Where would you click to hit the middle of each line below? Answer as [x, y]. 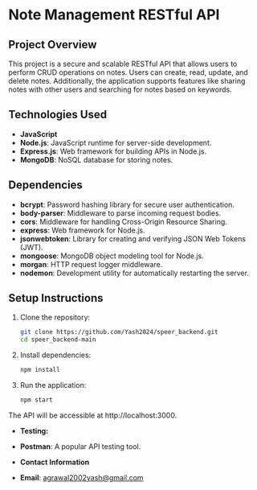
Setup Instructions [56, 298]
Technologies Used [57, 115]
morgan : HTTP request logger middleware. [91, 264]
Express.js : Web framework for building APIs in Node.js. [113, 151]
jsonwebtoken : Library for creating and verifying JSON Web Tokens [133, 238]
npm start [37, 400]
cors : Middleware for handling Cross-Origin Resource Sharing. [123, 221]
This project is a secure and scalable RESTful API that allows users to [123, 64]
